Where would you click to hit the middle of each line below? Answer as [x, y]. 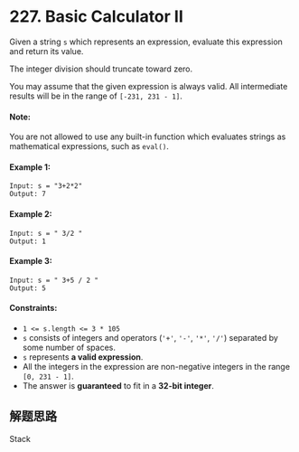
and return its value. [47, 51]
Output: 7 [28, 194]
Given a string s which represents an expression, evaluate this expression [146, 42]
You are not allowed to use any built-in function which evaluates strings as [148, 137]
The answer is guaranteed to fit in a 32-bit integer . [118, 385]
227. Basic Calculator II [96, 17]
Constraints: [33, 308]
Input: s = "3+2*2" [46, 186]
